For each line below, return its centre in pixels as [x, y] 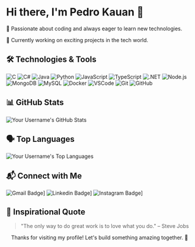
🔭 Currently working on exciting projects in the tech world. [77, 40]
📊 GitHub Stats [35, 102]
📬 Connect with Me [44, 175]
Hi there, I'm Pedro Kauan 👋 [75, 12]
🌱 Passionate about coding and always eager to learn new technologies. [94, 28]
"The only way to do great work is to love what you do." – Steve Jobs [105, 226]
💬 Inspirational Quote [46, 212]
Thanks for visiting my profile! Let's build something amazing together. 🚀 [100, 237]
